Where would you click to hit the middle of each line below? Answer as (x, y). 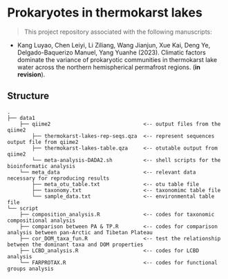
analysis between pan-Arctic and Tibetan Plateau (80, 232)
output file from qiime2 (43, 142)
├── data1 (21, 118)
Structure (28, 96)
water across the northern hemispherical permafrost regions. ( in (109, 67)
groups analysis (30, 269)
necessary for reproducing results (58, 178)
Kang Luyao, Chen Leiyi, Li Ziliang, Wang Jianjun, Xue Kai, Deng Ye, (114, 45)
